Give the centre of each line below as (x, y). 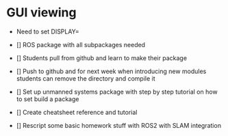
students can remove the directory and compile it (86, 78)
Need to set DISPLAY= (48, 31)
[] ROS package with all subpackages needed (80, 44)
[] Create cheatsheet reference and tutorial (77, 112)
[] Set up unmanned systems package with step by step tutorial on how (117, 92)
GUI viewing (41, 13)
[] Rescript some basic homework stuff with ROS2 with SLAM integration (119, 125)
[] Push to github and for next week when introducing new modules (111, 71)
